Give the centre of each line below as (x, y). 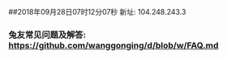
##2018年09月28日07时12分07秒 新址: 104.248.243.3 (97, 12)
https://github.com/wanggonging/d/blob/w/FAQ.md (113, 45)
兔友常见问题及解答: (47, 35)
